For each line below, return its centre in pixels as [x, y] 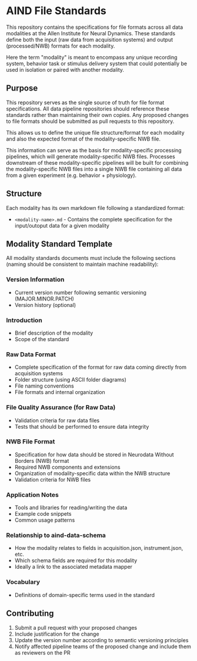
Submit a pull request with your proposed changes [76, 627]
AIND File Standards [56, 11]
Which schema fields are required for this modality [76, 560]
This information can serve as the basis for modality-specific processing [94, 150]
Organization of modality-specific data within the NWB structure [92, 473]
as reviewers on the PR [42, 652]
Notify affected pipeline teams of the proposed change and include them [103, 646]
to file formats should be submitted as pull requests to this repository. [90, 121]
